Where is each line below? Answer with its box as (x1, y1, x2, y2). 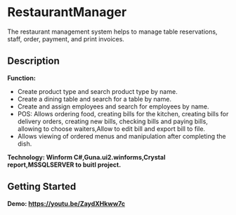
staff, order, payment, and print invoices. (7, 34, 125, 43)
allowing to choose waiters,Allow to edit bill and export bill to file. (17, 124, 206, 133)
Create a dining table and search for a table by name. (17, 95, 172, 103)
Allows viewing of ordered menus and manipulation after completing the (17, 132, 226, 140)
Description (7, 55, 60, 67)
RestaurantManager (7, 4, 127, 20)
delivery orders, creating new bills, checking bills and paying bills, (17, 117, 209, 125)
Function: (7, 74, 37, 82)
